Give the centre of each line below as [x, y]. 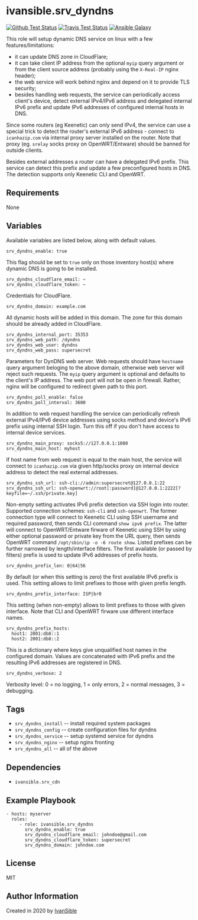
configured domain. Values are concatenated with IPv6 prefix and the [91, 656]
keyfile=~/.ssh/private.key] [42, 493]
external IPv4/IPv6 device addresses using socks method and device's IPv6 [98, 420]
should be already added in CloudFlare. [54, 323]
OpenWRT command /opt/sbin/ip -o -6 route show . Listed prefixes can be [99, 542]
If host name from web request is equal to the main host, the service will [94, 459]
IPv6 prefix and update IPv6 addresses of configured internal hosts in [99, 107]
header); [25, 75]
